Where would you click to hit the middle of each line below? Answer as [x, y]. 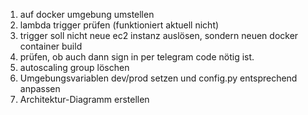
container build [51, 46]
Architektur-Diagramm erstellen [84, 99]
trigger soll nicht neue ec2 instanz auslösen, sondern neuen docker [159, 35]
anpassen [40, 88]
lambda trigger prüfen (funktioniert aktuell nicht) [119, 25]
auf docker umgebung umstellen [87, 14]
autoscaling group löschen [74, 67]
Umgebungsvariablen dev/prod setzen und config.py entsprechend [158, 78]
